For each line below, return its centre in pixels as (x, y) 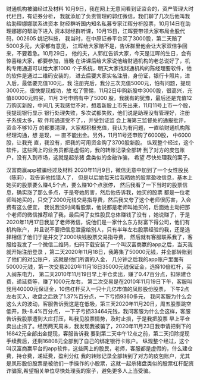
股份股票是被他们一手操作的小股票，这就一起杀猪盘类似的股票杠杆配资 (108, 363)
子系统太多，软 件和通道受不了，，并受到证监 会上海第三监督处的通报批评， (98, 120)
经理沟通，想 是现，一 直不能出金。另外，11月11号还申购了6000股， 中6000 (99, 135)
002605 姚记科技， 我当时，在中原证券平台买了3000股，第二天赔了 (99, 38)
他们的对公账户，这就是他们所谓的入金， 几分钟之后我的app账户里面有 (97, 259)
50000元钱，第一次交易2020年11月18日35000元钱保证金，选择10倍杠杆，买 (99, 267)
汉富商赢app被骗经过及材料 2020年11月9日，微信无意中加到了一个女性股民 (97, 170)
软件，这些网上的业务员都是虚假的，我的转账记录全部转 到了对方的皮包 (93, 150)
